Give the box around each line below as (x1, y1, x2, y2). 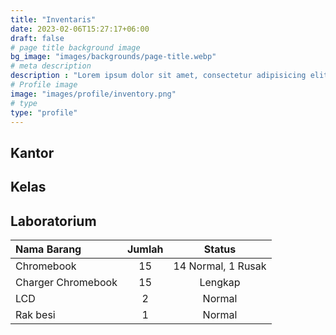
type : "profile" (10, 107, 78, 118)
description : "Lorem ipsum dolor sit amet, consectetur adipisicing (10, 71, 307, 81)
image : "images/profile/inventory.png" (10, 89, 177, 99)
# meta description (10, 61, 92, 71)
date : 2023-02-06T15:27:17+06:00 (10, 24, 150, 34)
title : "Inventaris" (10, 14, 97, 25)
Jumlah (126, 242, 164, 256)
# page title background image (10, 42, 141, 53)
